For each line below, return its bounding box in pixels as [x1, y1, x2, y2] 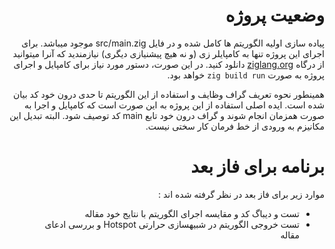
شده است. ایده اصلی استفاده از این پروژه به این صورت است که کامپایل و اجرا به [24, 99, 325, 111]
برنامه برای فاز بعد [190, 155, 325, 178]
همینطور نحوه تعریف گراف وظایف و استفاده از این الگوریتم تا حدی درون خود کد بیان [13, 88, 325, 100]
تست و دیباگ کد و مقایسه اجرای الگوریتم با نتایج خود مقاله [84, 207, 300, 219]
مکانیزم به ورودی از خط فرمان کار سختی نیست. [145, 120, 325, 132]
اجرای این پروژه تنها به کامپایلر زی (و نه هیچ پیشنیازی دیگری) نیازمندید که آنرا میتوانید [12, 47, 325, 59]
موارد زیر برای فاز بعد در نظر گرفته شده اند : [157, 188, 325, 200]
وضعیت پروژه [225, 4, 325, 27]
